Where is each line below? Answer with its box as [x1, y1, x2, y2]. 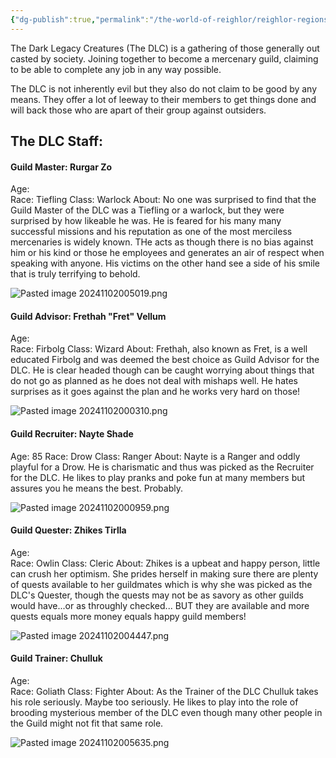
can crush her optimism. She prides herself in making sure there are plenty [10, 567, 319, 580]
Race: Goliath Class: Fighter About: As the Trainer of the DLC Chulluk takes [10, 686, 319, 698]
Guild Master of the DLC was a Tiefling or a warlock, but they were [10, 204, 285, 216]
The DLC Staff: [10, 133, 104, 150]
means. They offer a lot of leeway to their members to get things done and [10, 93, 317, 105]
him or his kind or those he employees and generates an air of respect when [10, 247, 325, 259]
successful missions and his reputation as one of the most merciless [10, 226, 293, 238]
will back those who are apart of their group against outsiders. [10, 104, 267, 116]
